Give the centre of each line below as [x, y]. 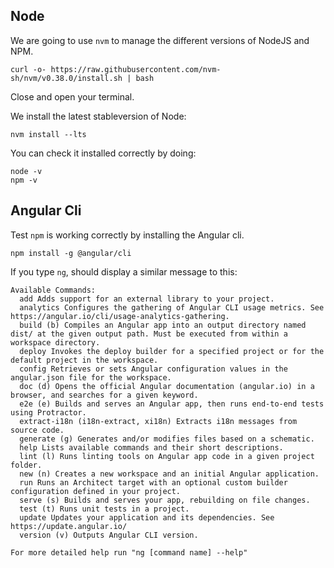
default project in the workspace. [84, 360]
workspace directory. [55, 342]
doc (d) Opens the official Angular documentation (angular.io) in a [167, 386]
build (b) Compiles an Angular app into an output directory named [163, 325]
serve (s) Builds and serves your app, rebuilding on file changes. [165, 500]
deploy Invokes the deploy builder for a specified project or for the [172, 351]
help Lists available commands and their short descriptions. [151, 447]
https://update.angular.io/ [69, 526]
